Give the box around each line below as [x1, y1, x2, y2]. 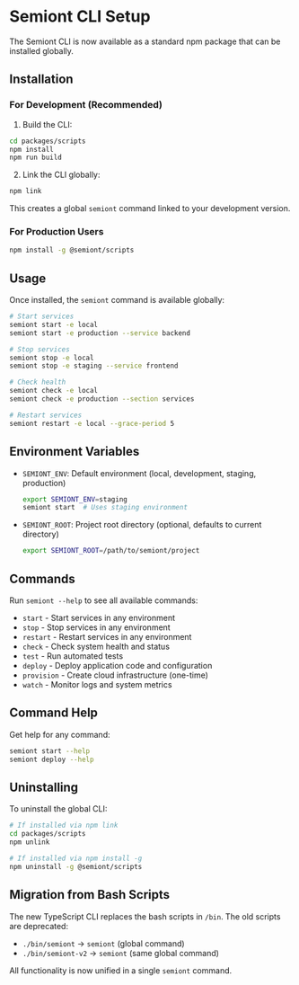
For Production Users [9, 226, 104, 238]
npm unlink [9, 838, 50, 847]
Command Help [9, 705, 99, 721]
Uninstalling [9, 779, 79, 794]
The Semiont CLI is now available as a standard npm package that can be [9, 36, 281, 47]
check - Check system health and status [22, 641, 171, 652]
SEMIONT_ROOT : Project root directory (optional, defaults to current [22, 519, 262, 530]
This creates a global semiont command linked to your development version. [9, 203, 291, 214]
